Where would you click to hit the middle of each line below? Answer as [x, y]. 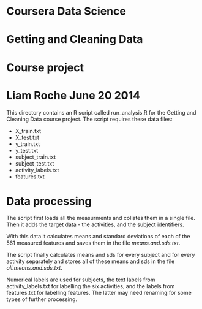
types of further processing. [42, 299]
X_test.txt [27, 137]
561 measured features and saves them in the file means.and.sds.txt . [93, 243]
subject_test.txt [35, 163]
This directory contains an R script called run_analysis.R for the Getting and [101, 112]
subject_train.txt [36, 157]
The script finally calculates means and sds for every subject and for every [101, 255]
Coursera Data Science [66, 11]
